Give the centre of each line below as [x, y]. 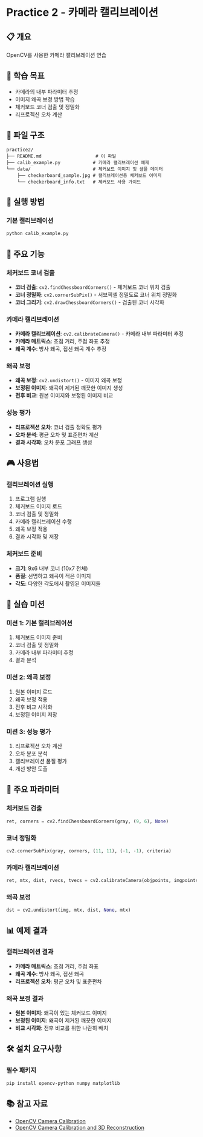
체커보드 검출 [24, 808]
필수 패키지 [21, 1070]
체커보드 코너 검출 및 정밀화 [47, 107]
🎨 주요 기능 [26, 254]
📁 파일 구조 [26, 135]
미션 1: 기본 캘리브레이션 [39, 623]
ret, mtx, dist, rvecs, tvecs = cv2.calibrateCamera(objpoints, [89, 881]
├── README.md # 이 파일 [61, 156]
